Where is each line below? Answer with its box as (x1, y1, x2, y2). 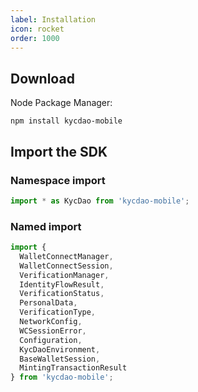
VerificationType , (19, 307, 97, 318)
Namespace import (10, 173, 106, 187)
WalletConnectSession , (19, 261, 114, 271)
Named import (10, 219, 82, 233)
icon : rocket (10, 24, 65, 34)
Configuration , (19, 335, 83, 345)
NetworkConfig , (19, 317, 83, 327)
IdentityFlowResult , (19, 279, 105, 290)
